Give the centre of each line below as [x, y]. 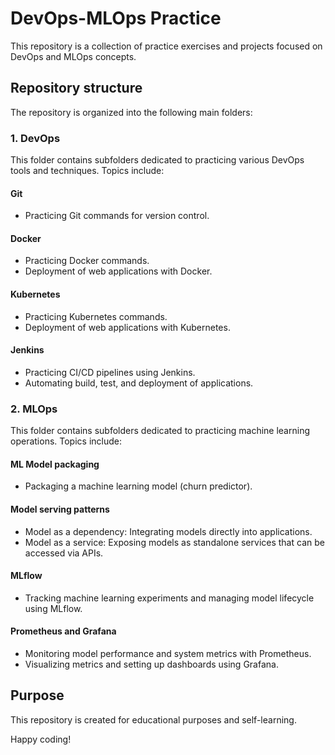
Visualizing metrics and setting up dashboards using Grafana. [151, 664]
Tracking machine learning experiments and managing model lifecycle [169, 598]
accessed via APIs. [64, 553]
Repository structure [76, 88]
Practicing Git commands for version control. [117, 216]
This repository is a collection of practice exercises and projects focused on [166, 46]
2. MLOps [34, 409]
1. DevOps [35, 138]
